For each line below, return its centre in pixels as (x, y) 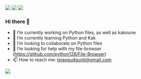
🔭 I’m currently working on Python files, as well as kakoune (74, 32)
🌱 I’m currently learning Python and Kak (54, 38)
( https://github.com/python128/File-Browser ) (59, 54)
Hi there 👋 (18, 21)
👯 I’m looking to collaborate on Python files (57, 44)
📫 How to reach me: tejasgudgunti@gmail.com (62, 60)
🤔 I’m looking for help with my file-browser (57, 49)
